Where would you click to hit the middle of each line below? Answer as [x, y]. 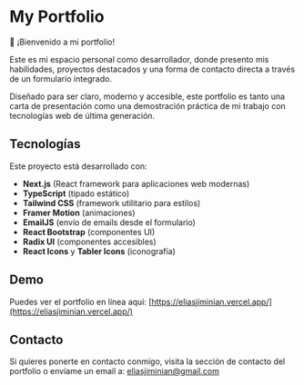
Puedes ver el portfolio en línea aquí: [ [81, 301]
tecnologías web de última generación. [82, 115]
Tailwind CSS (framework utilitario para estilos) [111, 202]
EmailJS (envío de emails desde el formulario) [109, 222]
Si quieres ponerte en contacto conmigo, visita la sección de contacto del [147, 361]
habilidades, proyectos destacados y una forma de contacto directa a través [152, 69]
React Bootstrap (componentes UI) [89, 232]
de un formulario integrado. [61, 78]
